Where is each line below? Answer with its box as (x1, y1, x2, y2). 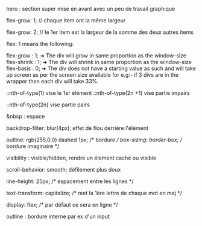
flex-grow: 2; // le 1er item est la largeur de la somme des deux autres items (6, 28, 194, 36)
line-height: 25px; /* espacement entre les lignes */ (6, 178, 134, 185)
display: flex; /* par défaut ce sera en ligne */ (6, 201, 119, 208)
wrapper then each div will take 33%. (6, 78, 99, 85)
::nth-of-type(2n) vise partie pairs (6, 101, 90, 108)
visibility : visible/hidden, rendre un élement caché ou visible (6, 154, 157, 161)
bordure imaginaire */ (6, 143, 60, 150)
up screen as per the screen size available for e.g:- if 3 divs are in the (6, 71, 179, 78)
